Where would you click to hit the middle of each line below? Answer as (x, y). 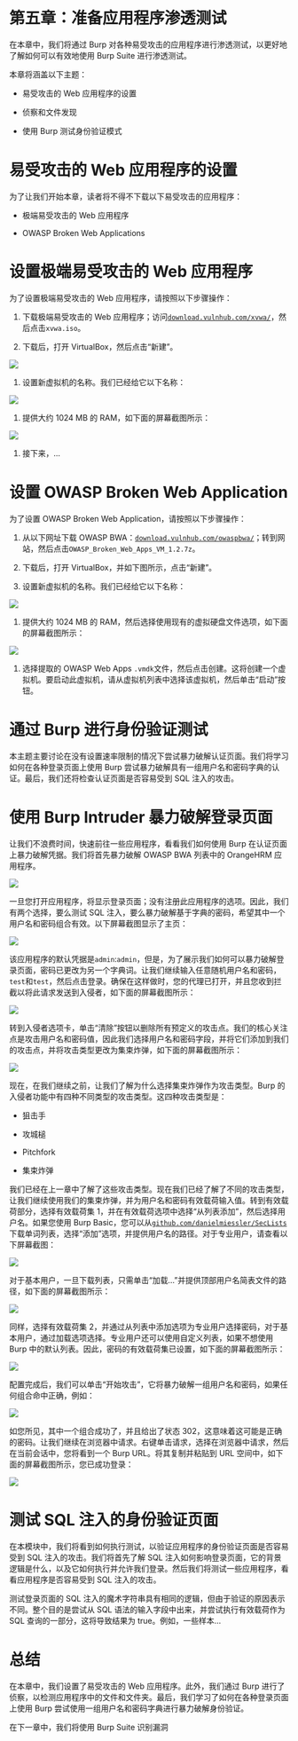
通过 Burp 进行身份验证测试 (109, 729)
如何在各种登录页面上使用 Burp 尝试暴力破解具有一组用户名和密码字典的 (141, 767)
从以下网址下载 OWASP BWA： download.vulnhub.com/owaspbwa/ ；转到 (149, 537)
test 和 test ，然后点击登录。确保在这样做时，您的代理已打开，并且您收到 (142, 981)
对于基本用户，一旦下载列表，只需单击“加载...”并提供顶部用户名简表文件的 (144, 1280)
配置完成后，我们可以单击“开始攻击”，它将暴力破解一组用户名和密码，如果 (145, 1384)
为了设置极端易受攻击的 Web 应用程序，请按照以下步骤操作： (121, 297)
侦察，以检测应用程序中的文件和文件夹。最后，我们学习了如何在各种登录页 (145, 1697)
